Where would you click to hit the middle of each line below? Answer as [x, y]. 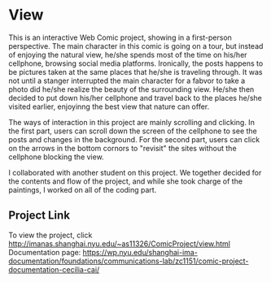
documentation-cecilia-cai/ [54, 269]
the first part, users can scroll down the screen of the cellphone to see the [133, 131]
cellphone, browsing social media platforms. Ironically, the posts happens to [136, 63]
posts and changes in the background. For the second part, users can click [134, 139]
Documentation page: [45, 252]
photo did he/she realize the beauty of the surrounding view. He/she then [131, 89]
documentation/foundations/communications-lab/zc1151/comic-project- [129, 261]
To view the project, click [50, 235]
